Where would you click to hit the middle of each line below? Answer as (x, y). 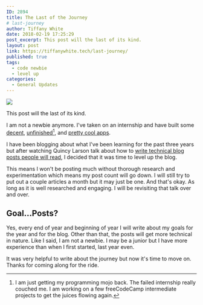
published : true (27, 57)
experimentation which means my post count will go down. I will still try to (98, 175)
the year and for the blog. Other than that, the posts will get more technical (99, 234)
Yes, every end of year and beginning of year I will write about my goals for (100, 228)
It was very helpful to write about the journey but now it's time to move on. (99, 259)
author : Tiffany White (35, 29)
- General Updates (35, 85)
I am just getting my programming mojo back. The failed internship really (105, 283)
